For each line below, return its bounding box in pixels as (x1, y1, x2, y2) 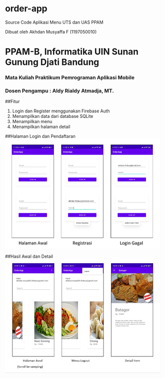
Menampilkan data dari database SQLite (12, 113, 93, 119)
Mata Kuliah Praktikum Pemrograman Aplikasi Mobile (5, 74, 135, 81)
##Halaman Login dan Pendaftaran (5, 134, 76, 139)
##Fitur (5, 99, 20, 104)
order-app (5, 3, 48, 14)
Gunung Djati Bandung (5, 57, 100, 68)
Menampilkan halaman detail (12, 124, 70, 130)
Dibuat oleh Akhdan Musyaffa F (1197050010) (5, 29, 97, 34)
